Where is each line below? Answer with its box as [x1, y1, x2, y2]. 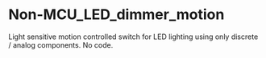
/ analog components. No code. [8, 40, 114, 49]
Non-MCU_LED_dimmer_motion [8, 6, 225, 24]
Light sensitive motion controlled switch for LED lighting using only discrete [8, 32, 259, 41]
